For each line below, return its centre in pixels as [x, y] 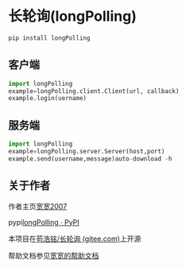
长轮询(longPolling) [72, 16]
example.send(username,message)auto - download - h [90, 159]
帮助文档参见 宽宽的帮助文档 [54, 255]
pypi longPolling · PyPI [44, 222]
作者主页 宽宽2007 [38, 206]
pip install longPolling [49, 38]
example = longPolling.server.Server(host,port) [87, 151]
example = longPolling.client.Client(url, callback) [94, 91]
